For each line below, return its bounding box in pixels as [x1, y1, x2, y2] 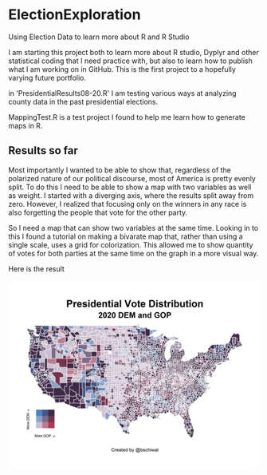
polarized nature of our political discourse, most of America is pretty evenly [8, 173, 257, 183]
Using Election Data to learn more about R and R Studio [8, 32, 190, 42]
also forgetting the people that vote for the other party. [8, 208, 188, 217]
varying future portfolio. [8, 73, 86, 82]
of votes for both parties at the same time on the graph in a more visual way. [8, 248, 259, 258]
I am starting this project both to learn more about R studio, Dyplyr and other [8, 47, 259, 57]
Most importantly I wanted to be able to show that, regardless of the [8, 165, 231, 175]
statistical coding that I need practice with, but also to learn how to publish [8, 56, 253, 65]
